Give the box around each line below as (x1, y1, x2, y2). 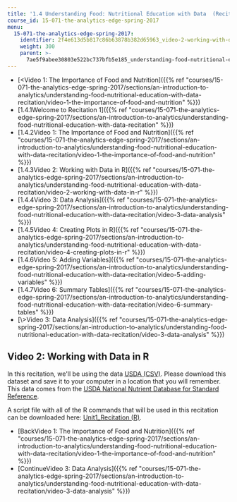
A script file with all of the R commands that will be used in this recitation (7, 405, 219, 414)
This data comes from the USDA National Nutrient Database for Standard (7, 384, 219, 393)
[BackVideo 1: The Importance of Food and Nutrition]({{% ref (17, 427, 195, 435)
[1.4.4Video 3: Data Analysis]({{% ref (17, 195, 126, 204)
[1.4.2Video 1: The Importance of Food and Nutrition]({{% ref (17, 128, 194, 136)
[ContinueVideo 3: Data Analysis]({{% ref (17, 464, 138, 472)
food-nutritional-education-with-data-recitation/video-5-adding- (17, 270, 207, 278)
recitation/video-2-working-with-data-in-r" (17, 188, 143, 196)
